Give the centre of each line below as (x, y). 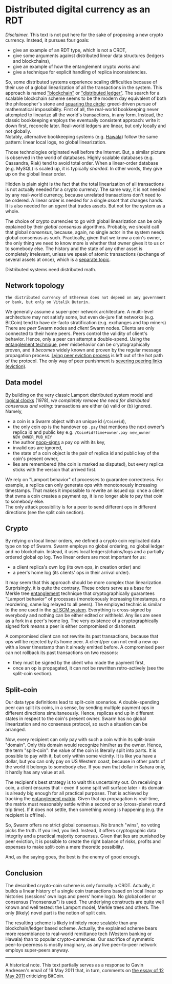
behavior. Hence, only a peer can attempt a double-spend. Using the (78, 339)
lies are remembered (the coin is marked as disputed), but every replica (88, 464)
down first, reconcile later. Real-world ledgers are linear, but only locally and (86, 126)
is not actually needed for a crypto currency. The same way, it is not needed (86, 189)
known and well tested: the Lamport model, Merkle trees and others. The (82, 907)
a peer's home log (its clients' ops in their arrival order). (71, 573)
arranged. (16, 730)
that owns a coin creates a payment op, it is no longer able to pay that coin (84, 496)
